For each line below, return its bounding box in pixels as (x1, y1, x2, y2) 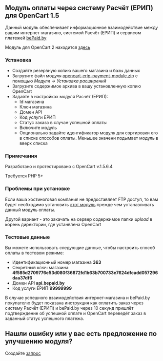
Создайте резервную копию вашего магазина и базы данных (12, 68, 141, 74)
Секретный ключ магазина (12, 265, 69, 270)
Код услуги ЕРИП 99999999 (12, 285, 72, 291)
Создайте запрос (5, 350, 41, 356)
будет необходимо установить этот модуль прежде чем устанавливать (5, 201, 155, 207)
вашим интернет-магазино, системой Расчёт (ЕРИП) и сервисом (5, 29, 142, 36)
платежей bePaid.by (5, 35, 47, 41)
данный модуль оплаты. (5, 207, 55, 212)
